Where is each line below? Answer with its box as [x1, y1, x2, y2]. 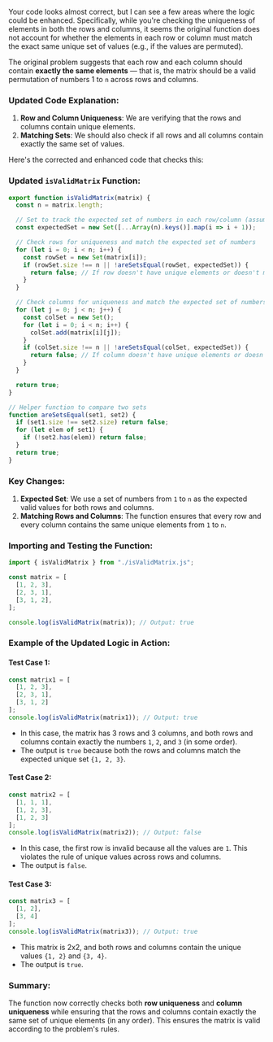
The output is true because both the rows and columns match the [19, 745, 241, 755]
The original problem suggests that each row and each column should [8, 57, 243, 67]
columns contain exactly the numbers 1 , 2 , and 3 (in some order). [19, 736, 238, 747]
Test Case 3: [8, 879, 52, 889]
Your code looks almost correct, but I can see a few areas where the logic [8, 7, 255, 16]
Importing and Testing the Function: [8, 540, 153, 552]
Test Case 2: [8, 773, 52, 783]
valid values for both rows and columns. [19, 503, 154, 512]
